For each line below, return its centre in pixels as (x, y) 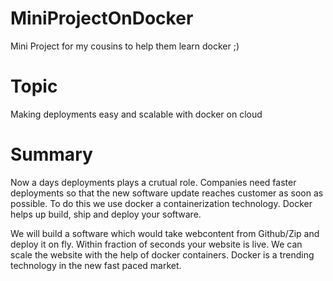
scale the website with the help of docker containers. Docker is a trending (162, 254)
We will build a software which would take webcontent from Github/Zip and (165, 233)
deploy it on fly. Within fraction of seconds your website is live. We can (156, 244)
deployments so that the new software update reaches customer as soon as (167, 193)
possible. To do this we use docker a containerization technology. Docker (161, 203)
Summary (51, 154)
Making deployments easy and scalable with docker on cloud (136, 114)
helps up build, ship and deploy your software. (106, 214)
